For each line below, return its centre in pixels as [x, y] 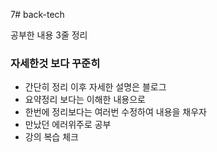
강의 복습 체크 [51, 137]
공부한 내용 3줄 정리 [49, 35]
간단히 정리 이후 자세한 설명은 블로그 [95, 87]
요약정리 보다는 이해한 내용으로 [85, 100]
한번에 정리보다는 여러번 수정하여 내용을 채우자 [115, 112]
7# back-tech [37, 14]
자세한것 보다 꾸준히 [55, 63]
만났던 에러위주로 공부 [68, 125]
